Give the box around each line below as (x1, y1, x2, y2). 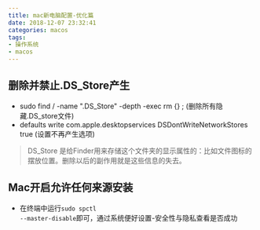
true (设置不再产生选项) (19, 129, 96, 138)
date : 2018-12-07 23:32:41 (8, 19, 97, 27)
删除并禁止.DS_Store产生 (8, 79, 130, 93)
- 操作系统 (8, 41, 39, 49)
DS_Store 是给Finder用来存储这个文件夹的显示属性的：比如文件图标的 (27, 146, 253, 155)
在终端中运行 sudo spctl (19, 203, 97, 213)
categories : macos (8, 26, 68, 34)
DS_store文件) (28, 111, 75, 120)
